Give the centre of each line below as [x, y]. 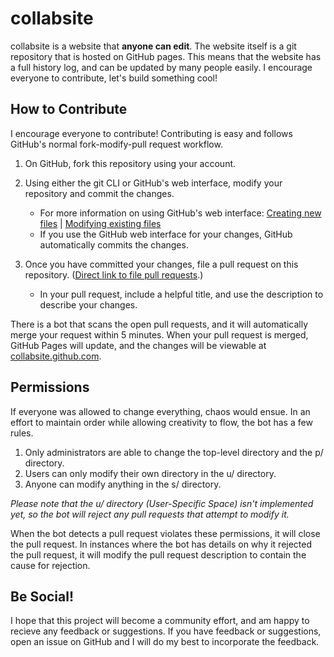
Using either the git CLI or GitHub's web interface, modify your [153, 183]
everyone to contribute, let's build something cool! [114, 78]
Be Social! [42, 596]
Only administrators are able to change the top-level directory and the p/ [174, 452]
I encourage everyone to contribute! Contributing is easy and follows [151, 133]
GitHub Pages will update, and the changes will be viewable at [138, 345]
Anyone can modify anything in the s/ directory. [123, 484]
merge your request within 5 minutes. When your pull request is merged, [159, 334]
